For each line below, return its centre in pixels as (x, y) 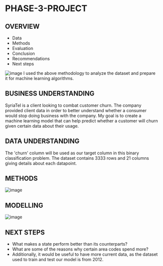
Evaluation (23, 48)
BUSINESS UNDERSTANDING (50, 93)
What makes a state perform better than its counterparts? (70, 244)
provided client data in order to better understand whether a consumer (76, 110)
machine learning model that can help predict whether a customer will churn (81, 121)
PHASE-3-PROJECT (46, 8)
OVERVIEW (22, 26)
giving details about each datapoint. (41, 163)
